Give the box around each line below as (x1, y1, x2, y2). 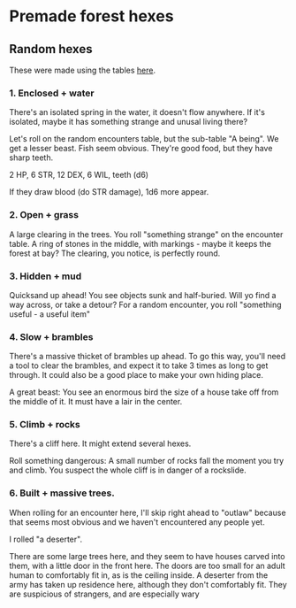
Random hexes (9, 42, 93, 57)
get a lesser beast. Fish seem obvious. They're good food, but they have (9, 143, 273, 154)
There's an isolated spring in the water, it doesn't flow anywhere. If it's (9, 107, 265, 118)
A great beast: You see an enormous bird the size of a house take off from (9, 387, 279, 397)
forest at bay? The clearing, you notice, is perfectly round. (9, 248, 221, 258)
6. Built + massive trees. (9, 487, 115, 499)
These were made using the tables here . (9, 65, 156, 75)
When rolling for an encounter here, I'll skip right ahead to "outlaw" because (9, 507, 286, 518)
